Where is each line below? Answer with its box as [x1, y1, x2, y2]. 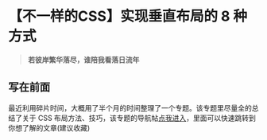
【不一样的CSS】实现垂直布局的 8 [8, 7, 230, 25]
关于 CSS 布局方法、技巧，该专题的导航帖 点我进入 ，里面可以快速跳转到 [21, 113, 257, 122]
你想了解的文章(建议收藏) [8, 122, 91, 132]
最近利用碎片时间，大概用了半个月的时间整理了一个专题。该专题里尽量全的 [8, 103, 252, 112]
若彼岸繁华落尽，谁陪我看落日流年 [27, 55, 140, 64]
